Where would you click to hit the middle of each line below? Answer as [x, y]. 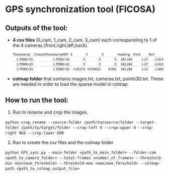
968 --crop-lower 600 [41, 133]
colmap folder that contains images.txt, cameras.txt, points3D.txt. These [88, 79]
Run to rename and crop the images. [50, 112]
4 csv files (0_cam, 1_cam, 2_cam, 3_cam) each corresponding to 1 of [85, 40]
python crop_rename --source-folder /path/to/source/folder [70, 123]
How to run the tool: [37, 100]
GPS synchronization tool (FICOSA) [80, 9]
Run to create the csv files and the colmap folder [63, 143]
